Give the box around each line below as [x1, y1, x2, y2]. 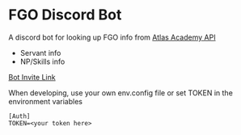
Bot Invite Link [8, 72, 56, 82]
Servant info [19, 48, 61, 57]
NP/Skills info [19, 57, 66, 66]
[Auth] [8, 112, 31, 120]
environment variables [8, 96, 83, 106]
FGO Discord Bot [8, 6, 122, 24]
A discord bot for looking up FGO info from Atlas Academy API [8, 32, 216, 42]
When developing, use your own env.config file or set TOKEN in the [8, 87, 233, 98]
